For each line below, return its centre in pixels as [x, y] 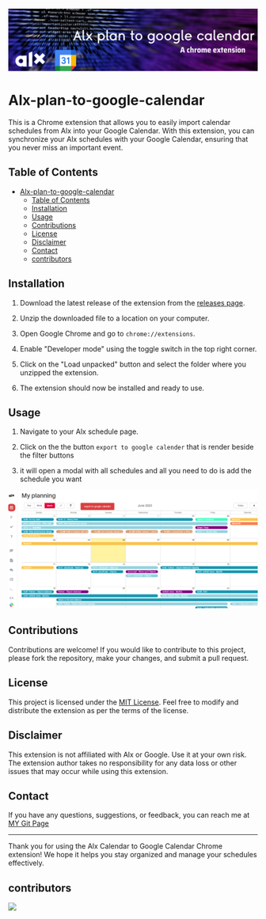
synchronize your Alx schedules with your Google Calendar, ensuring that [128, 139]
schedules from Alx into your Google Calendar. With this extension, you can [131, 131]
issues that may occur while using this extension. [88, 771]
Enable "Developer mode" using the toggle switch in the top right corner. [138, 348]
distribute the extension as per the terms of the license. [99, 710]
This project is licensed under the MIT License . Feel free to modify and [123, 702]
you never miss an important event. [66, 147]
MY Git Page [28, 823]
